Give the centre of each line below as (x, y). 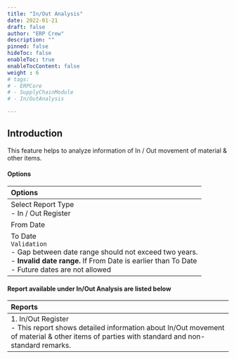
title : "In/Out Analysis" (45, 14)
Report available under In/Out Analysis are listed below (89, 289)
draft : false (26, 27)
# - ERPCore (25, 86)
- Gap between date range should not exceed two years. (104, 252)
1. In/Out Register (40, 319)
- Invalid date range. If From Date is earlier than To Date (104, 261)
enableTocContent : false (44, 66)
